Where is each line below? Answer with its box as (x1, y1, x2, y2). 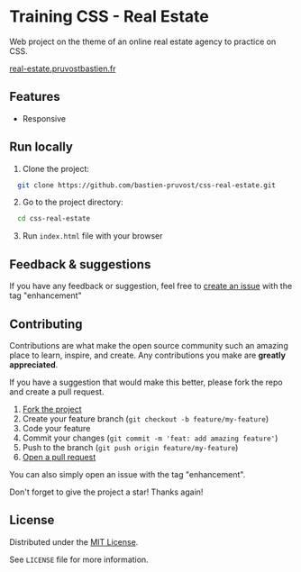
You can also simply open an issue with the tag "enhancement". (9, 468, 246, 479)
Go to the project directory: (22, 196, 123, 208)
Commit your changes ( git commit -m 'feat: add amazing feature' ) (22, 432, 278, 443)
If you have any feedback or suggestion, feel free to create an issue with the (9, 281, 293, 292)
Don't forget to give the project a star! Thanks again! (9, 486, 204, 497)
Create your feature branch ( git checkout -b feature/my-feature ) (22, 413, 269, 424)
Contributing (9, 316, 83, 331)
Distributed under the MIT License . (9, 536, 139, 547)
